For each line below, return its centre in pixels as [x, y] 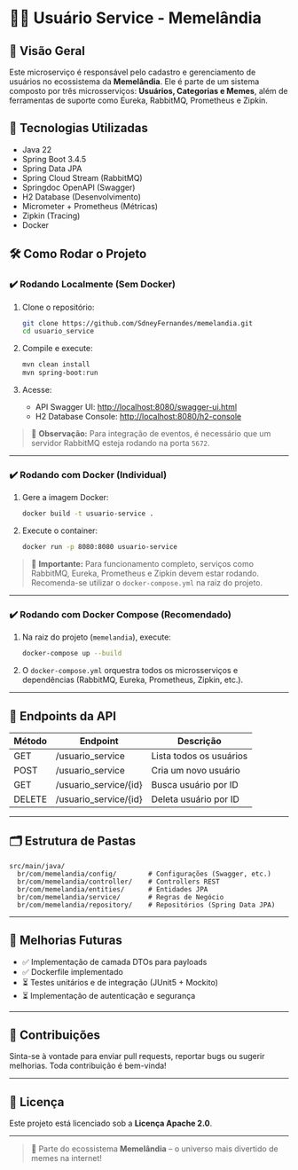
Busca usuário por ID [195, 785]
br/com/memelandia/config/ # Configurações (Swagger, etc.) [145, 874]
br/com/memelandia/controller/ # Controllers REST [118, 882]
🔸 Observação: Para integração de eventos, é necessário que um [151, 433]
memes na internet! [66, 1158]
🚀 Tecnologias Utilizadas [78, 128]
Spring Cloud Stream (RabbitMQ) [82, 177]
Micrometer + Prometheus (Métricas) [90, 206]
